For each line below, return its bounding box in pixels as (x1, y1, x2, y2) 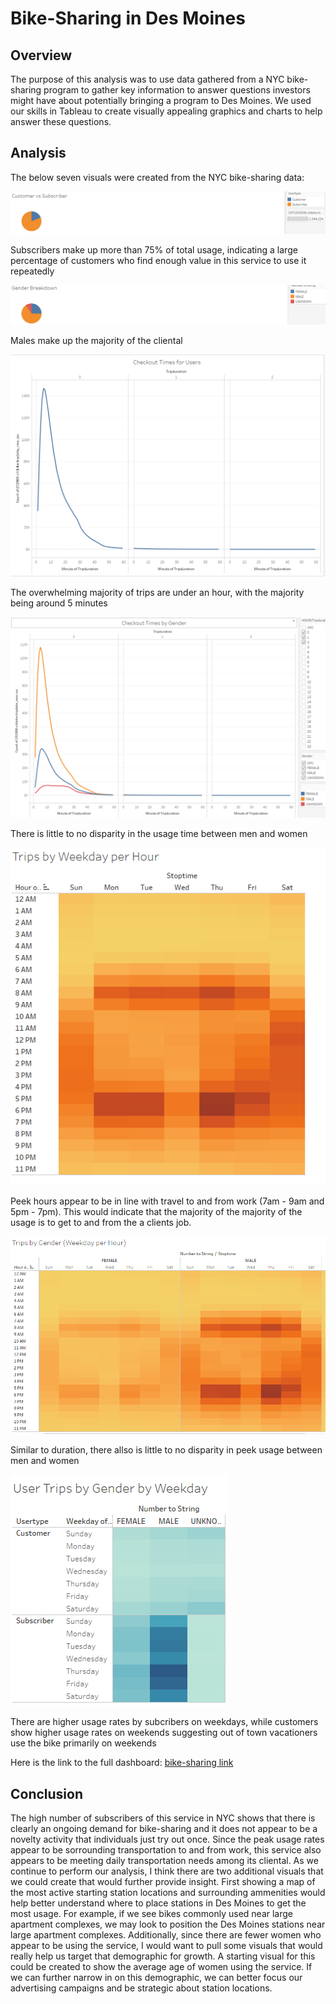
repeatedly (10, 265, 55, 277)
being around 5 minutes (10, 597, 108, 609)
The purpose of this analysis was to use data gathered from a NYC (10, 73, 285, 85)
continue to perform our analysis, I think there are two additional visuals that (10, 1865, 324, 1877)
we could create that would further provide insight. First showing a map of (10, 1876, 316, 1888)
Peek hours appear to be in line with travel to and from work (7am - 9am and (10, 1195, 325, 1207)
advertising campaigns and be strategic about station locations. (10, 1982, 273, 1994)
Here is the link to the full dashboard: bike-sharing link (10, 1757, 234, 1769)
